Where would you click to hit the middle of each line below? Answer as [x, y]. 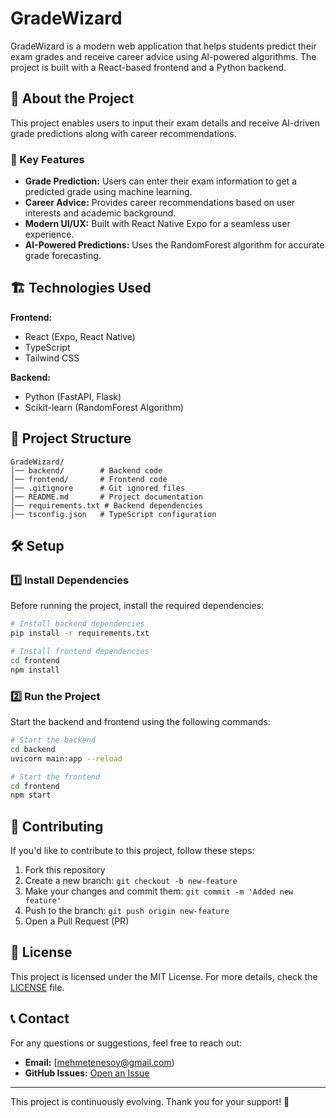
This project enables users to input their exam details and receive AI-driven [165, 123]
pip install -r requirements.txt [80, 633]
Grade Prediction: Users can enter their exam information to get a [161, 181]
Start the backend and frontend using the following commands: [140, 722]
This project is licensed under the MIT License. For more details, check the [164, 976]
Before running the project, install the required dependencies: [137, 606]
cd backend [33, 749]
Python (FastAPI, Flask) [73, 396]
